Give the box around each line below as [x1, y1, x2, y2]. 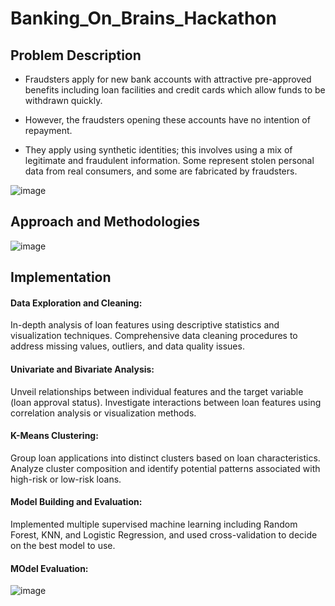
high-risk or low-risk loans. [10, 473, 122, 485]
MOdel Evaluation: [10, 562, 89, 574]
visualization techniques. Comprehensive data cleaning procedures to [10, 330, 298, 342]
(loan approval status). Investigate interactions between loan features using [10, 396, 322, 408]
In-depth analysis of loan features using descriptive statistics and [10, 319, 280, 331]
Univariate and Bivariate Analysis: [10, 363, 155, 375]
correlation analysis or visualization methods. [10, 407, 197, 419]
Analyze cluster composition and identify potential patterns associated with [10, 462, 321, 474]
